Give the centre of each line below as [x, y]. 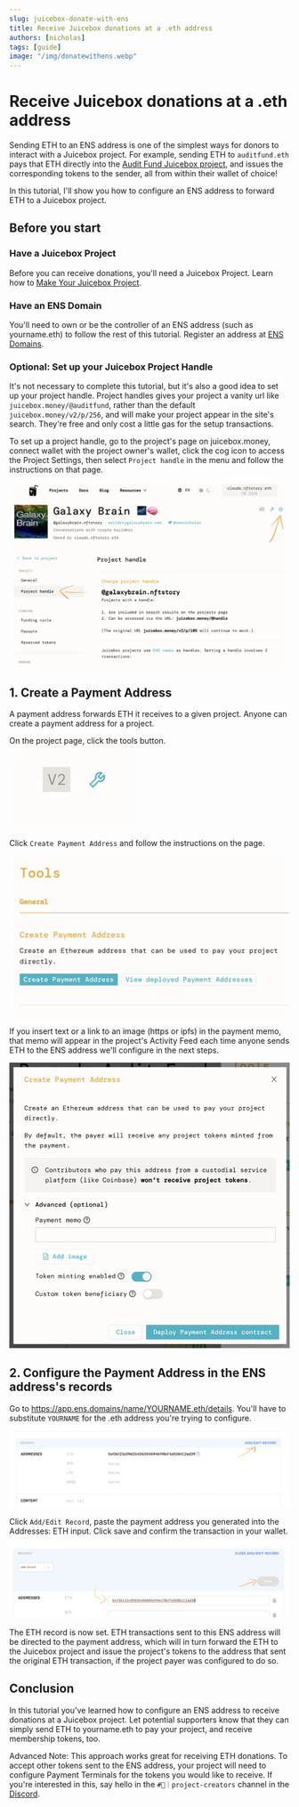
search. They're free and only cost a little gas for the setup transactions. [141, 424]
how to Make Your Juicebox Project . [76, 282]
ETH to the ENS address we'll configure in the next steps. [114, 1050]
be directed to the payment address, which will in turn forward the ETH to [144, 1641]
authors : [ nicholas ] [48, 37]
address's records [61, 1387]
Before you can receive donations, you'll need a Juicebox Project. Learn [141, 273]
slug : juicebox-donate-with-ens [69, 19]
